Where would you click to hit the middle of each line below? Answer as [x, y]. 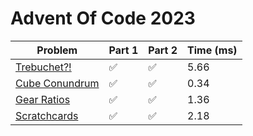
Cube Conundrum [57, 83]
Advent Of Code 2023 [103, 18]
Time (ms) [212, 50]
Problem [57, 50]
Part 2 [163, 50]
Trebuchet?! [43, 67]
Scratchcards [47, 115]
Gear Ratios [43, 99]
